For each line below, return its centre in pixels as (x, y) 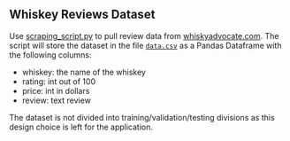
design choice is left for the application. (81, 127)
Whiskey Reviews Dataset (82, 15)
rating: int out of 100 (58, 81)
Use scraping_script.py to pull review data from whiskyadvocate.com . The (144, 35)
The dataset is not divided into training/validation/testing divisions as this (142, 117)
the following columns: (50, 55)
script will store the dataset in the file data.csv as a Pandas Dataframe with (145, 45)
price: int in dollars (56, 90)
